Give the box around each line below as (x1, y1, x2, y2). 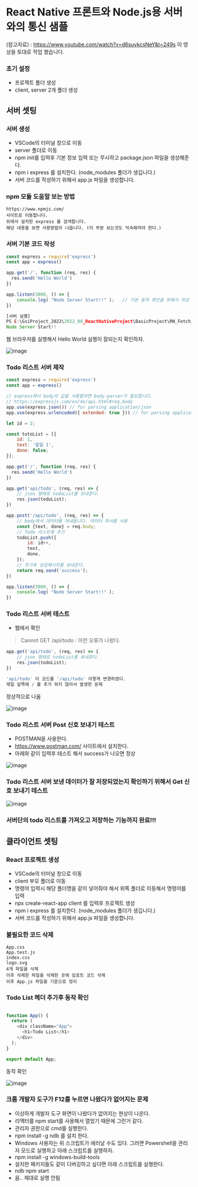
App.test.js (6, 950, 35, 956)
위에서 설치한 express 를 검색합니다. (6, 219, 87, 225)
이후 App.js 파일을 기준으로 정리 (6, 979, 77, 985)
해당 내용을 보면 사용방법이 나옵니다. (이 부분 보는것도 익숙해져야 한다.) (6, 225, 162, 231)
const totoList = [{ (6, 431, 57, 437)
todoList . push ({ (16, 535, 57, 541)
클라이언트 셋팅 (6, 836, 58, 846)
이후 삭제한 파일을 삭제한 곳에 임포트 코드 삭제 (6, 972, 105, 979)
